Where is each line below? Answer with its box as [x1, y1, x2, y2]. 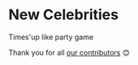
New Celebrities [8, 6, 119, 24]
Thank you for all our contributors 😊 [8, 47, 131, 57]
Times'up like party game [8, 32, 94, 42]
